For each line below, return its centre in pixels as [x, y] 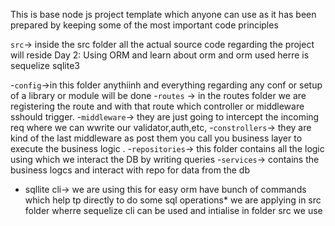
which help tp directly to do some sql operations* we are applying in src [173, 200]
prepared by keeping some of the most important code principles [144, 25]
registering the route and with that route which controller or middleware [157, 106]
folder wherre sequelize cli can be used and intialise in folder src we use [173, 210]
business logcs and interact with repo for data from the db [130, 170]
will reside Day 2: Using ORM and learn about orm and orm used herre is [160, 55]
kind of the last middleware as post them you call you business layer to [156, 138]
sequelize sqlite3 [45, 65]
